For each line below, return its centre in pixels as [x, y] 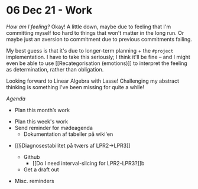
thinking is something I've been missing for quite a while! [75, 87]
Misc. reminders [34, 181]
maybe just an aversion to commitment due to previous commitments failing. [99, 39]
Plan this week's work [41, 121]
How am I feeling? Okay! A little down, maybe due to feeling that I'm [89, 27]
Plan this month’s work [42, 110]
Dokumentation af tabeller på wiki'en [68, 134]
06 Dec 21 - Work [49, 10]
